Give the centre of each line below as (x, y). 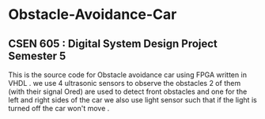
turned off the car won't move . (59, 108)
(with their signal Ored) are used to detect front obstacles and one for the (128, 91)
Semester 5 (37, 56)
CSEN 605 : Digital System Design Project (113, 44)
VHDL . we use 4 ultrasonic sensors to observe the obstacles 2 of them (125, 83)
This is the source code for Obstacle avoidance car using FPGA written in (128, 75)
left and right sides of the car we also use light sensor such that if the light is (132, 100)
